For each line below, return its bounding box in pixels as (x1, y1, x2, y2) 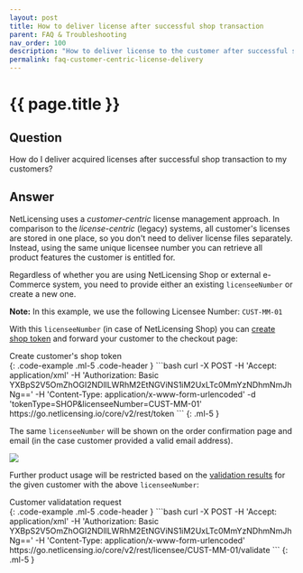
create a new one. (9, 288, 77, 299)
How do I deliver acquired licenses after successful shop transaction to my (9, 154, 287, 164)
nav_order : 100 (9, 38, 67, 48)
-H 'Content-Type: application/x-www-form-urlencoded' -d (34, 389, 256, 400)
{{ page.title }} (9, 94, 121, 115)
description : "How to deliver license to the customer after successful (9, 47, 289, 56)
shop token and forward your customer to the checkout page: (9, 333, 238, 344)
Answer (9, 189, 55, 205)
